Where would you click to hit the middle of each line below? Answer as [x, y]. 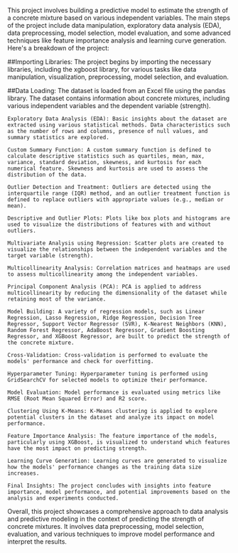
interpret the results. [37, 542]
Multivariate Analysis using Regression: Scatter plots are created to [115, 243]
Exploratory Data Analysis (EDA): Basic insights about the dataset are [117, 119]
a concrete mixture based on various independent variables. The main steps [119, 18]
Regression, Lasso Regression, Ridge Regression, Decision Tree [104, 318]
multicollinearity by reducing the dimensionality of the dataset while [117, 293]
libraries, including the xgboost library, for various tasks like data [102, 69]
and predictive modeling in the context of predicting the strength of [106, 519]
